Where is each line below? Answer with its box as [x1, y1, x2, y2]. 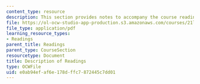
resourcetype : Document [6, 53, 65, 59]
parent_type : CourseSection [6, 47, 76, 53]
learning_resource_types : [6, 31, 70, 37]
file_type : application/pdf [6, 25, 76, 31]
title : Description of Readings [6, 58, 86, 64]
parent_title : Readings [6, 42, 65, 48]
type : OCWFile [6, 63, 42, 70]
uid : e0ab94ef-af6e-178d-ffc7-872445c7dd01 [6, 69, 116, 75]
